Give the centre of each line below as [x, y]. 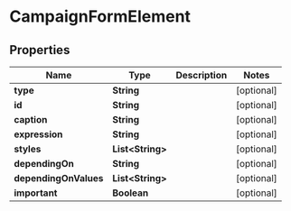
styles [28, 149]
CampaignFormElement [100, 17]
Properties [40, 50]
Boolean [131, 193]
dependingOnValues [59, 178]
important [36, 193]
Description [202, 75]
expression [38, 134]
